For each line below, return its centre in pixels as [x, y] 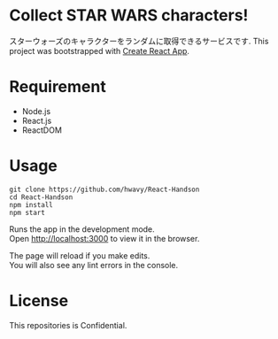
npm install [31, 204]
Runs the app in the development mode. [82, 229]
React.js [37, 120]
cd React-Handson [41, 197]
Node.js [36, 111]
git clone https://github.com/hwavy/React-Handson [104, 189]
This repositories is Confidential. [68, 325]
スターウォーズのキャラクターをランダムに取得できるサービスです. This [139, 41]
